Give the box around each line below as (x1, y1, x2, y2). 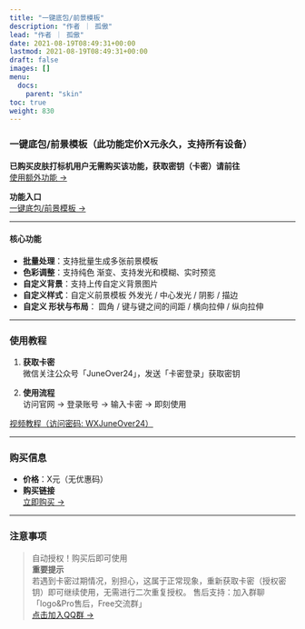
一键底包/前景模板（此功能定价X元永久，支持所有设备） (9, 138, 252, 151)
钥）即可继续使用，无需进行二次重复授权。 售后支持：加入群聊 (31, 586, 265, 597)
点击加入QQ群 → (31, 609, 94, 620)
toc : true (9, 97, 47, 107)
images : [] (9, 65, 51, 74)
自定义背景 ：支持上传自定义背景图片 (22, 278, 159, 289)
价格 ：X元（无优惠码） (22, 474, 109, 484)
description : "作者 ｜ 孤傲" (9, 22, 113, 31)
